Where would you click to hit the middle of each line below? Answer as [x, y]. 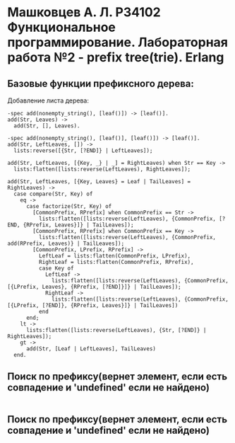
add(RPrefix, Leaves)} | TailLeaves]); [66, 243]
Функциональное [62, 27]
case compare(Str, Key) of [53, 194]
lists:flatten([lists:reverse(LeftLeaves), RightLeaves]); [102, 169]
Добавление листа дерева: [48, 100]
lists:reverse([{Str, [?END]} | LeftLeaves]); [83, 151]
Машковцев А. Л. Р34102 [84, 12]
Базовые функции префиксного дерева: [101, 83]
